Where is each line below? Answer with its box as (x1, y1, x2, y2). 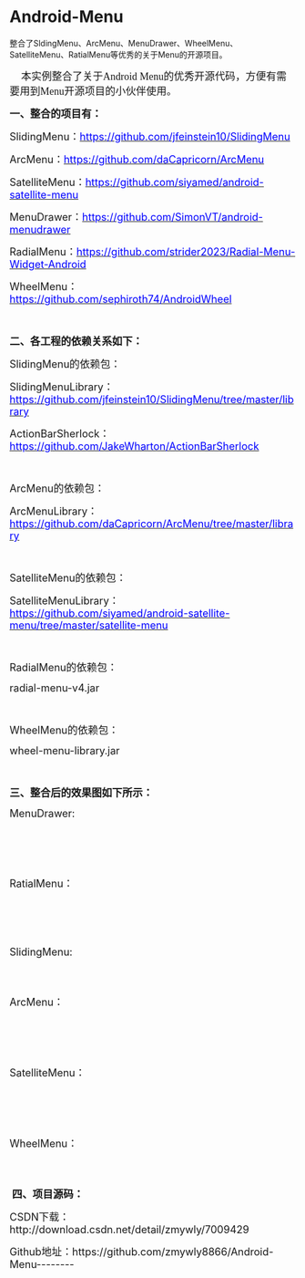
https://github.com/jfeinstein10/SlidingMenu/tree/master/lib (9, 392, 294, 406)
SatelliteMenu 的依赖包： (9, 571, 127, 585)
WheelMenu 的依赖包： (9, 723, 119, 736)
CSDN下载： (9, 1210, 70, 1223)
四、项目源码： (12, 1188, 85, 1200)
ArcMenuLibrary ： (9, 504, 98, 517)
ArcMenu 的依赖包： (9, 482, 106, 494)
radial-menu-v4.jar (9, 681, 100, 694)
